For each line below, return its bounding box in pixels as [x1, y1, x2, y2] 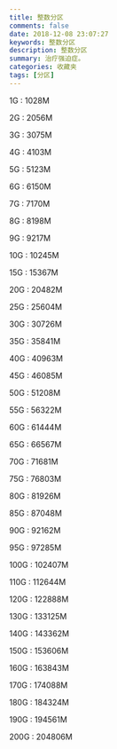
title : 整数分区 [9, 12, 64, 22]
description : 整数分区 [9, 46, 88, 55]
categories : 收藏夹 [9, 63, 77, 72]
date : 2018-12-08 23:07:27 [9, 29, 109, 38]
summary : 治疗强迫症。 [9, 54, 85, 63]
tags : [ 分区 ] [9, 71, 55, 80]
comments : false [9, 21, 69, 30]
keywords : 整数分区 [9, 37, 76, 47]
